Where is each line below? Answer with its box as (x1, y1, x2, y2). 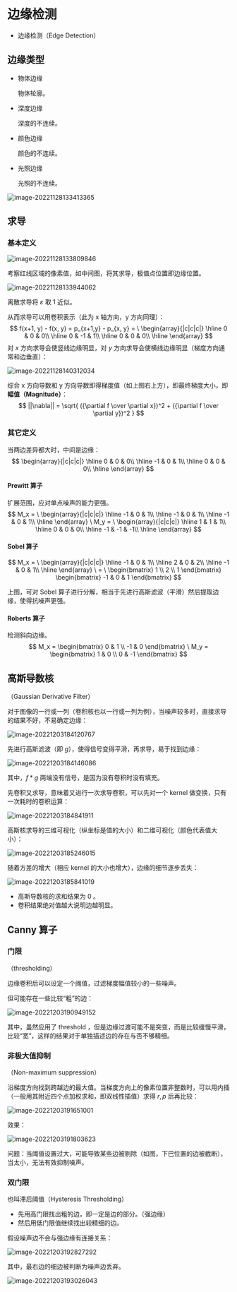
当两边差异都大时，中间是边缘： (7, 445, 100, 454)
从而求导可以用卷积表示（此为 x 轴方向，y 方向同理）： (7, 313, 165, 321)
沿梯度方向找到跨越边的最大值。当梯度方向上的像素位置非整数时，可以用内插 (7, 1083, 230, 1091)
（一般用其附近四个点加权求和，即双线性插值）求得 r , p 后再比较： (7, 1092, 200, 1101)
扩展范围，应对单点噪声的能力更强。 (7, 498, 113, 507)
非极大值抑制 (7, 1051, 51, 1060)
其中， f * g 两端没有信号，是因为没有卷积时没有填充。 (7, 774, 164, 782)
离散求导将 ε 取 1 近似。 (7, 298, 76, 306)
